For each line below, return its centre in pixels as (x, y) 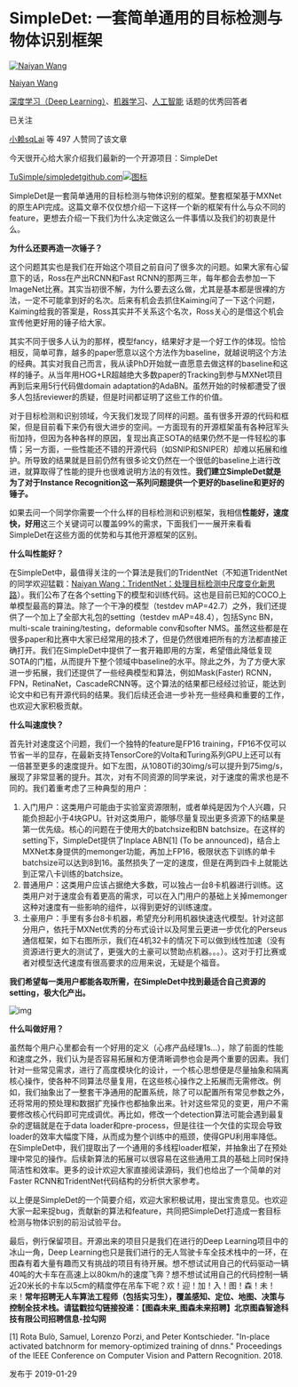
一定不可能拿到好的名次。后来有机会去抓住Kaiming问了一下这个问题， (152, 300)
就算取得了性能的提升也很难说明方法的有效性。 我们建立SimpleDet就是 (153, 471)
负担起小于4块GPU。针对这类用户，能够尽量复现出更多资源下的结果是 (157, 818)
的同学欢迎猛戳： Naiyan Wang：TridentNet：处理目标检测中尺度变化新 (138, 583)
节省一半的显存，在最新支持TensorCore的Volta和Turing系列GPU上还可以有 (145, 754)
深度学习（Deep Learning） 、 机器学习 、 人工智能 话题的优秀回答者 (129, 101)
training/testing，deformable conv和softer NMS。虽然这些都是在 (170, 628)
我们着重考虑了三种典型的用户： (90, 788)
